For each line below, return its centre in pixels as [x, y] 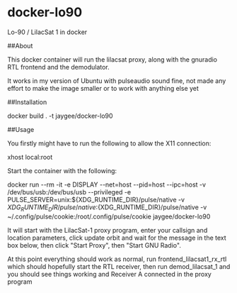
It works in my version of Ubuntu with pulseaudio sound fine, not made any [117, 81]
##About [20, 45]
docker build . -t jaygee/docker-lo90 [60, 116]
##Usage [21, 129]
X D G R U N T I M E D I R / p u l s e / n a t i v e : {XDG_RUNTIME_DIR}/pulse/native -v [107, 208]
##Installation [27, 102]
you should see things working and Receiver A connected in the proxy [110, 274]
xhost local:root [30, 157]
